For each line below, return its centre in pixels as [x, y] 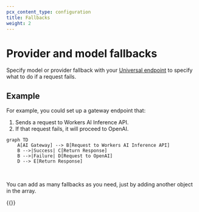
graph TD [17, 140]
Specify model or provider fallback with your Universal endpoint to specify [100, 70]
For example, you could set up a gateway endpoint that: [76, 111]
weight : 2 [19, 23]
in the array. [21, 191]
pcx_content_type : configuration [49, 12]
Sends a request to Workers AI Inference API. [72, 122]
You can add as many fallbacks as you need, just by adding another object [100, 185]
